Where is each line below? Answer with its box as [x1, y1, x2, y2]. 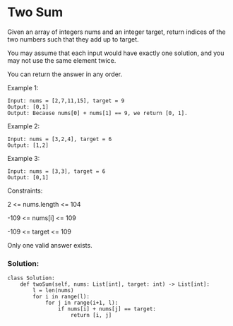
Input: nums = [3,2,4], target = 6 [7, 135, 112, 143]
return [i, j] [70, 312, 112, 319]
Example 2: [7, 121, 40, 131]
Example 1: [7, 83, 39, 92]
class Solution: [7, 274, 55, 282]
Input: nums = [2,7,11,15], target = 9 [7, 97, 125, 104]
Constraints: [7, 186, 43, 195]
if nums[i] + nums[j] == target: [57, 306, 157, 313]
